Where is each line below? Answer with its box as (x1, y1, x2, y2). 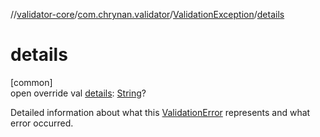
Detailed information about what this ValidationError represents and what (10, 106, 311, 118)
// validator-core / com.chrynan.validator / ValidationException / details (10, 9, 285, 20)
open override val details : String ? (10, 87, 147, 99)
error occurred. (10, 117, 74, 129)
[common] (10, 76, 53, 88)
